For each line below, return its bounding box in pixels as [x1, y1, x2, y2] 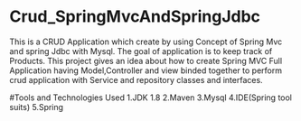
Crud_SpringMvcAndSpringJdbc [9, 6, 260, 27]
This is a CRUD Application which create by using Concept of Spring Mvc [9, 36, 283, 47]
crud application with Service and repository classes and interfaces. [9, 74, 264, 85]
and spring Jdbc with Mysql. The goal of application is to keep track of [9, 45, 273, 56]
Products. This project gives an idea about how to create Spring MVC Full [9, 55, 283, 66]
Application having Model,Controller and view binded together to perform [9, 65, 283, 76]
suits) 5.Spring [9, 101, 64, 112]
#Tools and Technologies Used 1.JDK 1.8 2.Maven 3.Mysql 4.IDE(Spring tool [9, 92, 292, 103]
